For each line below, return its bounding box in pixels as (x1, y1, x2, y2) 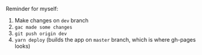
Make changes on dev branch (14, 17, 89, 24)
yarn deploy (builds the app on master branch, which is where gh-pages (14, 36, 196, 43)
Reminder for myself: (5, 5, 59, 12)
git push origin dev (14, 31, 67, 37)
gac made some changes (14, 24, 73, 30)
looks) (14, 42, 31, 50)
